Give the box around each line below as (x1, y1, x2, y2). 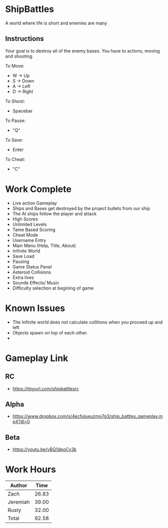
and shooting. (5, 53, 33, 59)
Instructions (5, 34, 44, 43)
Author (9, 482, 27, 489)
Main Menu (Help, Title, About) (12, 242, 76, 248)
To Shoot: (5, 98, 25, 104)
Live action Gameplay (12, 200, 57, 206)
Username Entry (12, 237, 46, 243)
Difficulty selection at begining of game (12, 285, 94, 291)
